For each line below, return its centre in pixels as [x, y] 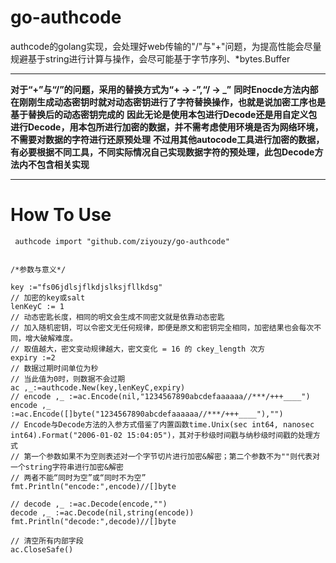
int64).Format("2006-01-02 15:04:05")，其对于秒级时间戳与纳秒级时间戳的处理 [161, 435]
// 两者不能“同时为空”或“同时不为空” [78, 477]
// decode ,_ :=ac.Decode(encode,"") [89, 504]
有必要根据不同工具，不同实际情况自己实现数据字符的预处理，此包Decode [162, 152]
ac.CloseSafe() [42, 549]
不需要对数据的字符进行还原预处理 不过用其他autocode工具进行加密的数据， [167, 139]
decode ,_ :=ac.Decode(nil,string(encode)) [102, 512]
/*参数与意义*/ [38, 269]
